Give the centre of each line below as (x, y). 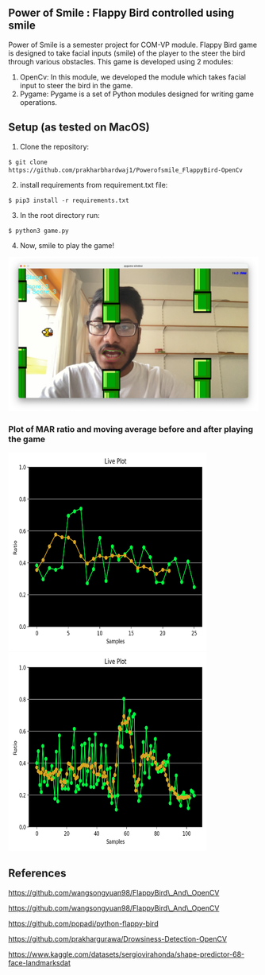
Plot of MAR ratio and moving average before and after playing (131, 429)
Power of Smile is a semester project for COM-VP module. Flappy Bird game (133, 45)
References (37, 874)
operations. (38, 102)
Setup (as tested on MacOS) (79, 128)
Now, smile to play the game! (67, 245)
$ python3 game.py (38, 231)
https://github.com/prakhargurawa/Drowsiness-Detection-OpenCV (118, 938)
